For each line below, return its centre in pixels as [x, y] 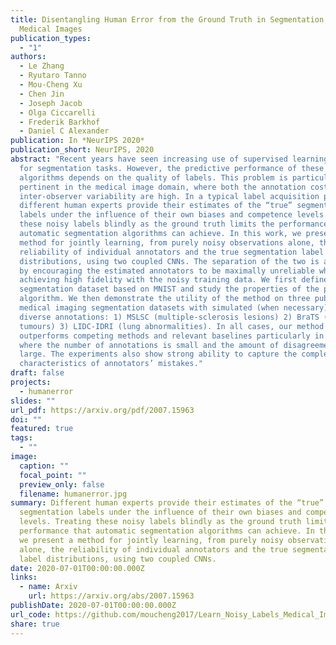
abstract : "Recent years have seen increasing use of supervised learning [169, 159]
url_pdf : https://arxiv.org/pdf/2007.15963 [102, 410]
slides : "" [33, 401]
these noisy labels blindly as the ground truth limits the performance [174, 224]
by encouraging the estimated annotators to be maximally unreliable [167, 271]
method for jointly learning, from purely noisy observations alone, [167, 242]
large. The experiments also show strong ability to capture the [158, 354]
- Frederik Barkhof [60, 122]
